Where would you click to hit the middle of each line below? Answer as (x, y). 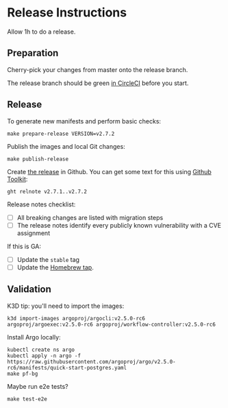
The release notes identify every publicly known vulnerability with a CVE (119, 225)
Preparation (33, 53)
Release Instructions (67, 13)
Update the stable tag (48, 259)
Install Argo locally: (34, 337)
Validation (29, 289)
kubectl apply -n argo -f (44, 356)
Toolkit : (17, 179)
